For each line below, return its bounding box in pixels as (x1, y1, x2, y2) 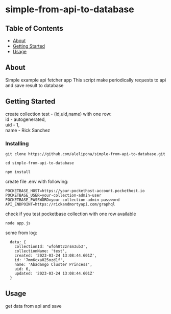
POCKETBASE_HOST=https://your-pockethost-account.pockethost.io (5, 188, 145, 193)
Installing (5, 140, 29, 147)
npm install (5, 169, 31, 175)
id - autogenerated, (5, 116, 46, 122)
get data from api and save (5, 303, 62, 309)
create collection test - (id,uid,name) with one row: (5, 111, 112, 117)
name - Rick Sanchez (5, 127, 50, 133)
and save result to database (5, 82, 64, 88)
